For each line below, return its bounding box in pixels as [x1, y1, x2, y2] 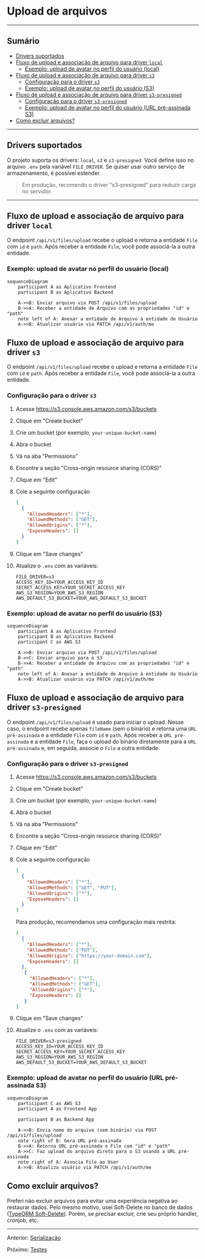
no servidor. [21, 188, 52, 195]
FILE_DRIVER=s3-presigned [15, 1038, 82, 1045]
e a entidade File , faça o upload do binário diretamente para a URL [30, 738, 196, 745]
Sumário [7, 36, 40, 46]
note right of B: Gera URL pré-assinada [18, 1137, 122, 1144]
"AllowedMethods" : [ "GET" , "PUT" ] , [27, 885, 117, 891]
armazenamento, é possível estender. [7, 169, 101, 177]
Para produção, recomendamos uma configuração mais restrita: [15, 918, 176, 926]
